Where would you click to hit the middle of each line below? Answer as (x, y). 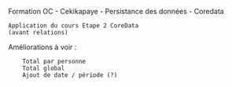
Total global (44, 68)
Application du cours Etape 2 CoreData (74, 26)
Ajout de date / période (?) (70, 75)
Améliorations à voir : (42, 47)
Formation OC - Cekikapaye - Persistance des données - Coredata (116, 11)
